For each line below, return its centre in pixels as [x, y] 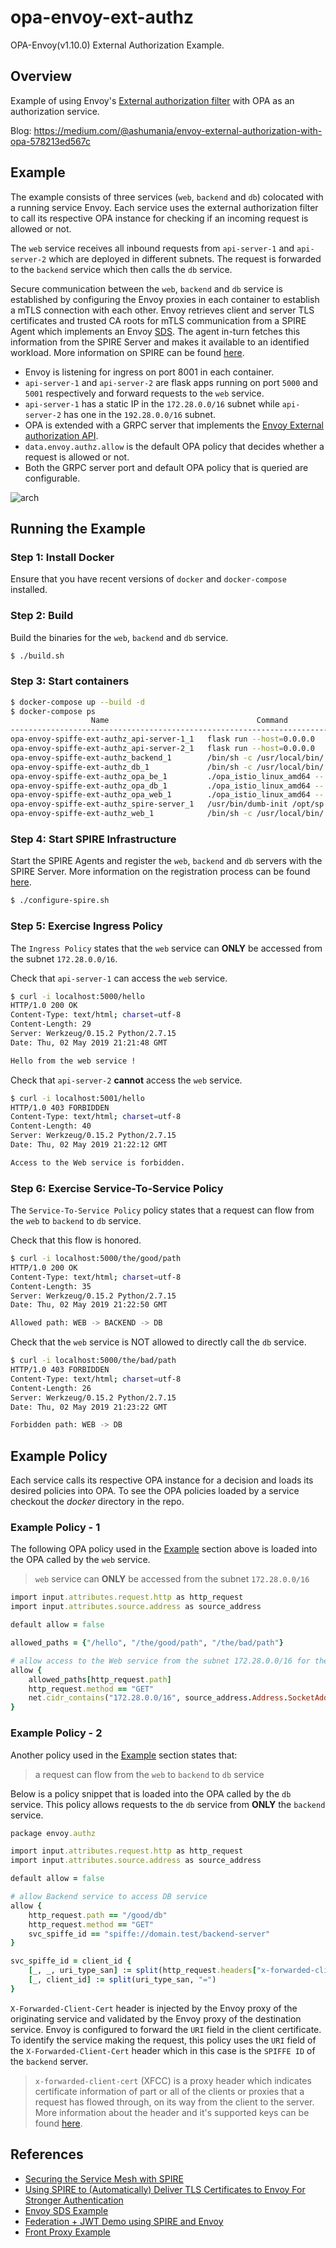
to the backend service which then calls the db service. [121, 269]
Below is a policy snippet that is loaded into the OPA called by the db [151, 1793]
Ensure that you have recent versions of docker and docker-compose [148, 579]
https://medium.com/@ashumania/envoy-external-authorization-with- [178, 130]
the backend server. [49, 2061]
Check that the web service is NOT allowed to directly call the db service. [158, 1342]
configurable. [52, 478]
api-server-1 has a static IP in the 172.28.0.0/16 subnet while [152, 403]
